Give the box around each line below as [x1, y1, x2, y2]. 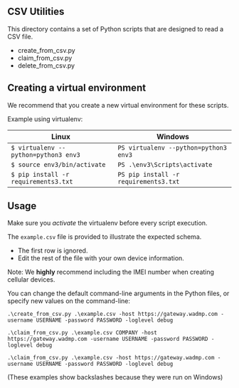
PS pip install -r [117, 170, 180, 178]
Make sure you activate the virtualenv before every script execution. [7, 219, 208, 228]
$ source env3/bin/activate [11, 160, 106, 168]
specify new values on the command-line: [7, 297, 130, 305]
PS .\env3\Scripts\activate [117, 160, 213, 168]
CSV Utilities [7, 6, 65, 18]
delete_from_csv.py [17, 61, 75, 70]
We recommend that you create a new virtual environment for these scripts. [7, 101, 229, 109]
